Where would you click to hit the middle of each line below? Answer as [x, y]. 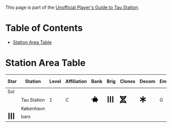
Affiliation [76, 81]
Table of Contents [44, 28]
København [33, 109]
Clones [128, 81]
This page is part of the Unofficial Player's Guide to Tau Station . [72, 7]
